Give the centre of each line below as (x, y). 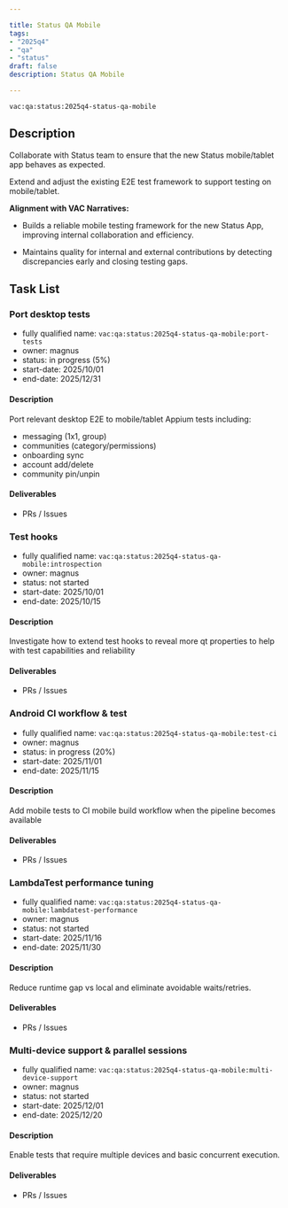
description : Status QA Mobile (67, 75)
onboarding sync (53, 455)
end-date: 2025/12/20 (62, 1115)
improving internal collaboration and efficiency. (108, 235)
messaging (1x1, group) (64, 436)
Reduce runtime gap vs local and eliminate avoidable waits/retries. (130, 987)
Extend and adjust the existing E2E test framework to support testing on (140, 182)
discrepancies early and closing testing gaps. (105, 261)
